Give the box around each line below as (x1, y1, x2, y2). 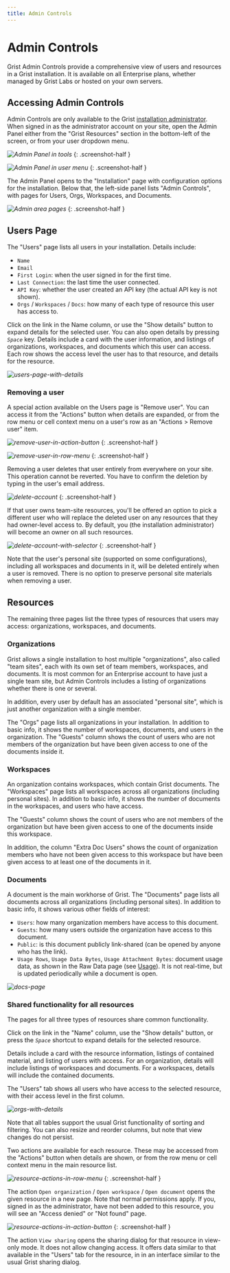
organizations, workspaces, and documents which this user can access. (7, 343, 211, 351)
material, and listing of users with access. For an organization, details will (7, 1057, 214, 1065)
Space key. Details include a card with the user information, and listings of (7, 335, 214, 343)
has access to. (16, 307, 58, 316)
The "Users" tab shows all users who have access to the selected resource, (7, 1085, 222, 1093)
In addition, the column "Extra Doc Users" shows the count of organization (7, 843, 218, 851)
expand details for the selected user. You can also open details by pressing (7, 328, 220, 337)
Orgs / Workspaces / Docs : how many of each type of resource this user (16, 300, 215, 308)
